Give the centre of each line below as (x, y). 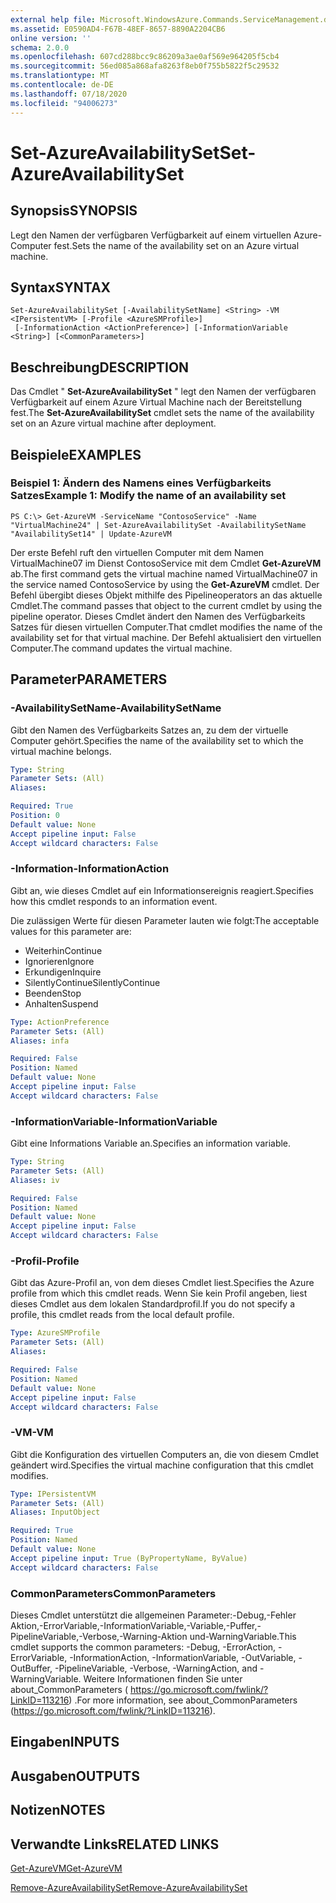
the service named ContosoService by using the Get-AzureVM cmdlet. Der (165, 584)
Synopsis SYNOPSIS (74, 211)
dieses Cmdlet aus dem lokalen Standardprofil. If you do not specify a (152, 1304)
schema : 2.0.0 (40, 47)
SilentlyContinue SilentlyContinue (92, 982)
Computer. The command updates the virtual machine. (121, 648)
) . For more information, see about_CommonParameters (183, 1700)
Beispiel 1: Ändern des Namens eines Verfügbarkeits (141, 483)
